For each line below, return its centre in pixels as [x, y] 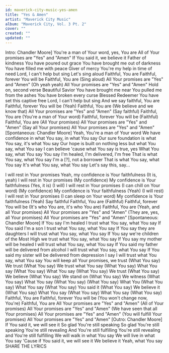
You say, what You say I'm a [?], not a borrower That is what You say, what [82, 159]
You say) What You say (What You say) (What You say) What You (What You [84, 282]
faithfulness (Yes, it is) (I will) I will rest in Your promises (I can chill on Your [83, 185]
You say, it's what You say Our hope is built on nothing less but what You [80, 143]
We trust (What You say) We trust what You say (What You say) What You [81, 266]
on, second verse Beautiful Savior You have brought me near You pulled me [83, 90]
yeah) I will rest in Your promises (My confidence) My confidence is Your [80, 180]
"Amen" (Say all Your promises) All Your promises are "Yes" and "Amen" [80, 127]
